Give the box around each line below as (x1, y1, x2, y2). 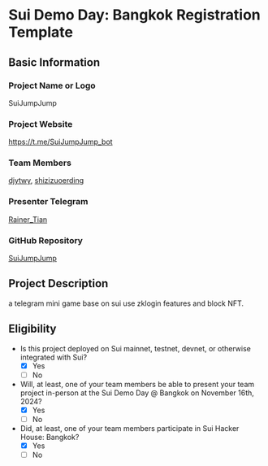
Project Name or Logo (8, 80, 96, 91)
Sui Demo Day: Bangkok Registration (8, 6, 262, 24)
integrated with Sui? (19, 352, 88, 362)
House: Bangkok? (19, 432, 80, 442)
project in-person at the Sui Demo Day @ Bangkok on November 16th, (19, 388, 254, 398)
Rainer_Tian (8, 214, 48, 224)
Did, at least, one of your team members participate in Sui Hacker (19, 423, 240, 433)
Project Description (8, 277, 109, 290)
